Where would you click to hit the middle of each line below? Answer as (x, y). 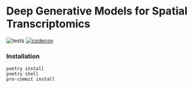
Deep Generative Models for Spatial (97, 11)
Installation (23, 56)
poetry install (25, 69)
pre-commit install (31, 80)
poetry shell (23, 74)
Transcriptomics (48, 24)
